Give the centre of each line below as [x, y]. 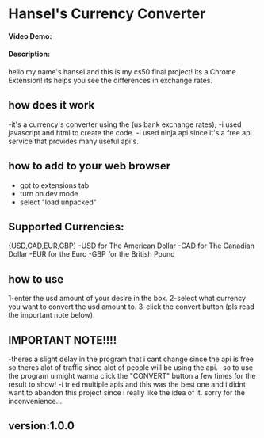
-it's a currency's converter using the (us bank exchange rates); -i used [125, 124]
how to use [36, 279]
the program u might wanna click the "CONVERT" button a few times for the [132, 376]
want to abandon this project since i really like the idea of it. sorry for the [127, 393]
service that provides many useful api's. [73, 141]
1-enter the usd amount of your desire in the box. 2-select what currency [127, 299]
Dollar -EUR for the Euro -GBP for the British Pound [92, 254]
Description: [29, 54]
